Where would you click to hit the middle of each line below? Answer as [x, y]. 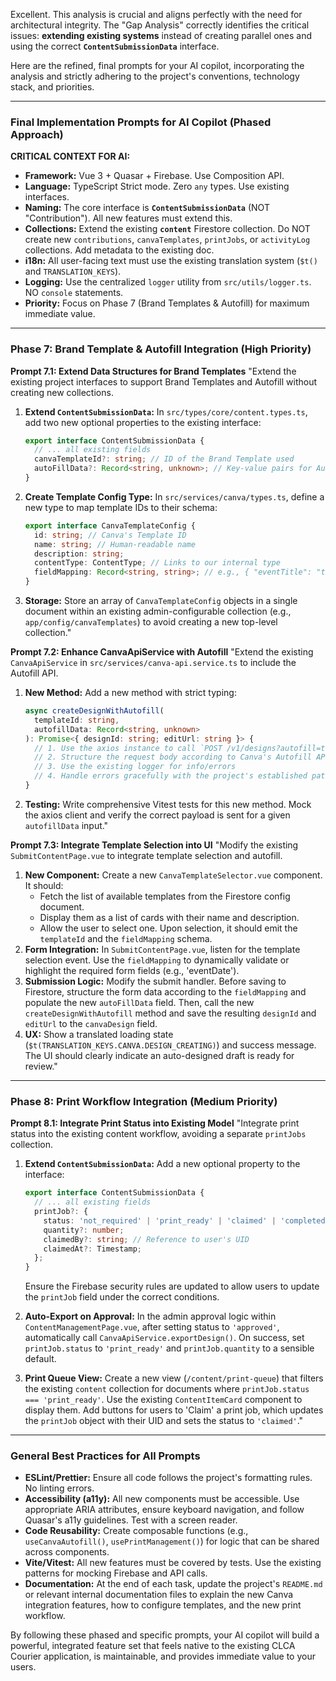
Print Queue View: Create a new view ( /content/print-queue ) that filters [174, 1378]
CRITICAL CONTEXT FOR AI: [70, 156]
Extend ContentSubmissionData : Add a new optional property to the [162, 1164]
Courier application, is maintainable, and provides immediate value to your [163, 1656]
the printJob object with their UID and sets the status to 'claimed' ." [164, 1421]
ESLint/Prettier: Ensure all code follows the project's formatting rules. [168, 1478]
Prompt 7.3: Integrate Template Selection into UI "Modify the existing [154, 845]
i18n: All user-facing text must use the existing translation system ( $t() [171, 261]
